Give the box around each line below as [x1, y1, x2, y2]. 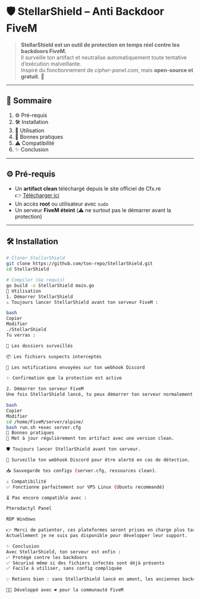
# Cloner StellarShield [6, 255, 65, 261]
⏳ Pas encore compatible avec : [6, 495, 87, 501]
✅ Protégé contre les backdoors [6, 554, 87, 560]
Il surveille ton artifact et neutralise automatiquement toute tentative [20, 54, 187, 61]
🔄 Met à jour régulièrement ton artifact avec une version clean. [6, 436, 174, 442]
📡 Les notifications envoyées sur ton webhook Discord [6, 364, 145, 370]
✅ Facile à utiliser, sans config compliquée [6, 566, 122, 572]
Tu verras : [6, 332, 36, 338]
